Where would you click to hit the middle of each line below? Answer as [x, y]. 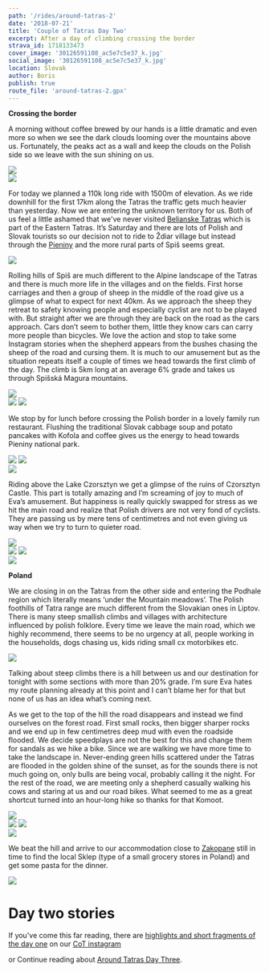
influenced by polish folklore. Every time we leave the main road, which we [132, 626]
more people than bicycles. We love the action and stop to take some [122, 336]
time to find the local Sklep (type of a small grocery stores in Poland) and [129, 857]
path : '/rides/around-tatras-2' [62, 16]
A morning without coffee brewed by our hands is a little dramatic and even [133, 129]
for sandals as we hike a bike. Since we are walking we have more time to [130, 749]
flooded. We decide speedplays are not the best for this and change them [130, 740]
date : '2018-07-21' [41, 23]
